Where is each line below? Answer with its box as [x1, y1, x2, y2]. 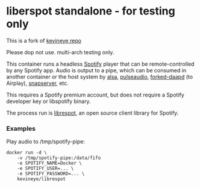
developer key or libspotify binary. [6, 98, 92, 105]
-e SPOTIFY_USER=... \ [17, 166, 74, 172]
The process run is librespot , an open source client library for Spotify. [6, 109, 179, 116]
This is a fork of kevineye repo [6, 37, 81, 44]
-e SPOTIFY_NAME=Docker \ [17, 160, 83, 166]
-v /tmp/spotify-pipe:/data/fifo [17, 155, 101, 161]
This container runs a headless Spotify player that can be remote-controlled [6, 60, 195, 67]
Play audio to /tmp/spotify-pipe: [6, 138, 86, 145]
